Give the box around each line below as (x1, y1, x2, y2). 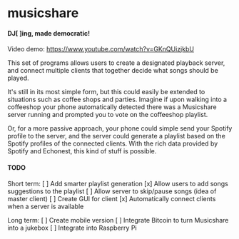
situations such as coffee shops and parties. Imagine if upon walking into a (7, 95, 227, 104)
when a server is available (7, 202, 84, 210)
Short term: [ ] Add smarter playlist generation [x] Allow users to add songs (7, 179, 228, 188)
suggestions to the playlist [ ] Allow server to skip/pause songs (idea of (7, 187, 217, 195)
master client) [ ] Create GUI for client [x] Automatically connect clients (7, 194, 216, 203)
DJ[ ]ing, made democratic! (7, 29, 91, 37)
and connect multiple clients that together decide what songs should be (7, 66, 219, 75)
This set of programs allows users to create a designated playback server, (7, 59, 225, 67)
